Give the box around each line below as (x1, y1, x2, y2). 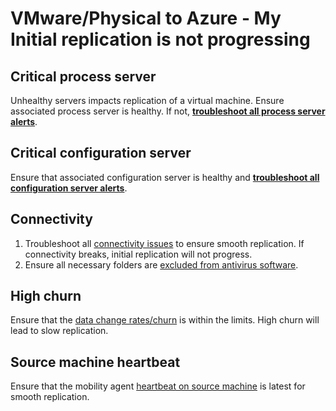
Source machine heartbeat (10, 353, 181, 371)
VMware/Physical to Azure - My (10, 7, 282, 30)
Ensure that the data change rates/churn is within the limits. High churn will (10, 314, 320, 326)
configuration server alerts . (10, 182, 128, 194)
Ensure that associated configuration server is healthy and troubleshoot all (10, 171, 320, 183)
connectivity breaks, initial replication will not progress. (24, 248, 253, 260)
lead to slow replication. (10, 325, 109, 337)
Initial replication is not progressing (10, 28, 311, 51)
